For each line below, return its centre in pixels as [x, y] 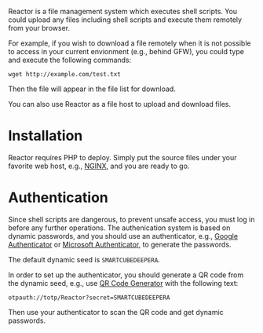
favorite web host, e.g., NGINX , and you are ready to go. [99, 166]
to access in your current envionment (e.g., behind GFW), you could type [126, 51]
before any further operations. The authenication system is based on [119, 228]
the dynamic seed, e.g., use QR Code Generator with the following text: [123, 283]
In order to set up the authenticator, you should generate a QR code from [126, 275]
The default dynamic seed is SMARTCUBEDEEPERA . [84, 259]
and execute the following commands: [70, 60]
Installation [46, 136]
